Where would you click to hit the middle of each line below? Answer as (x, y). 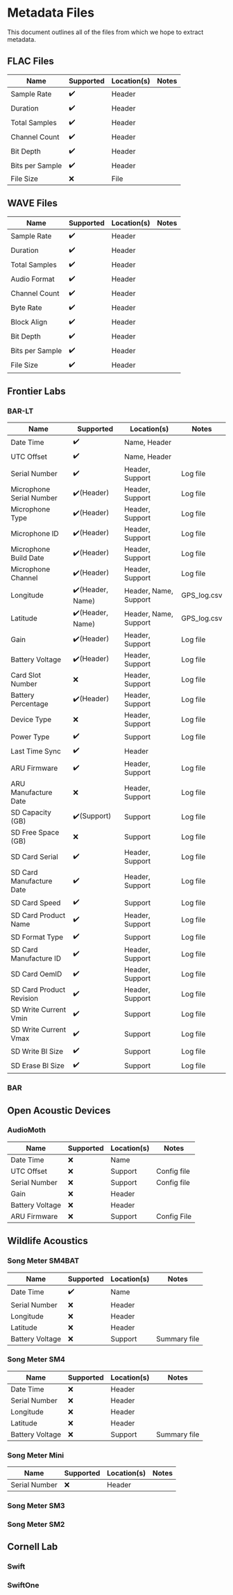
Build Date (27, 558)
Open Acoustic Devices (59, 1110)
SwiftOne (23, 1585)
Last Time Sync (36, 751)
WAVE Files (32, 203)
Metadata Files (51, 13)
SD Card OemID (36, 974)
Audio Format (33, 279)
